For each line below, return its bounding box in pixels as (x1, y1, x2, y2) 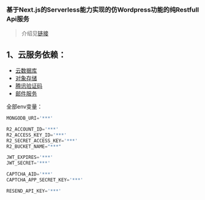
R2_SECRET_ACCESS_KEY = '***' (6, 137, 78, 144)
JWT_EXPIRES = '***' (6, 155, 53, 161)
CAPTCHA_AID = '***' (6, 171, 53, 177)
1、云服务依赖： (6, 49, 67, 60)
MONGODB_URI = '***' (6, 115, 53, 121)
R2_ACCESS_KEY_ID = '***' (6, 132, 67, 138)
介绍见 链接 (21, 29, 49, 37)
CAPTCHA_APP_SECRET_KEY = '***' (6, 177, 84, 183)
